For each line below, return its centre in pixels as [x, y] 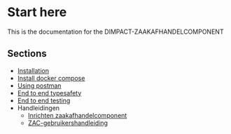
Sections [27, 54]
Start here [37, 12]
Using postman [39, 86]
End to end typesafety [49, 93]
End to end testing [44, 100]
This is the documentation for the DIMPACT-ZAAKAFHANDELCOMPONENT [115, 32]
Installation [33, 70]
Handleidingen [38, 108]
